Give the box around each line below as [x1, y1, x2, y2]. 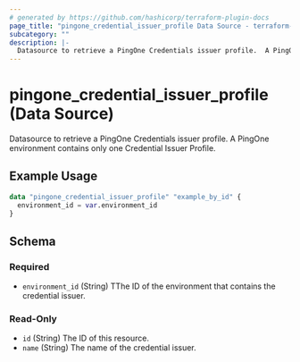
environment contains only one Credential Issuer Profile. [9, 143, 216, 154]
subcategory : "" [9, 29, 70, 38]
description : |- [9, 38, 70, 47]
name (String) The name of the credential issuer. [21, 342, 196, 353]
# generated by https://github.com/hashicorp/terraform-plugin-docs [9, 13, 270, 22]
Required [9, 260, 50, 273]
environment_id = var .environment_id [17, 200, 158, 210]
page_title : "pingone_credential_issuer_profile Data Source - [9, 21, 250, 30]
